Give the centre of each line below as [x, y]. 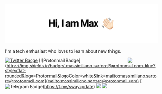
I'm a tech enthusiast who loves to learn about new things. [63, 51]
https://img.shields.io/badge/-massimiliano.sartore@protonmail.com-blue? [81, 65]
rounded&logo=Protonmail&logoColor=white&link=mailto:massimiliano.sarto [81, 76]
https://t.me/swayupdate [69, 86]
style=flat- [16, 70]
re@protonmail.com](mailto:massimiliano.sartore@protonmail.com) [72, 81]
